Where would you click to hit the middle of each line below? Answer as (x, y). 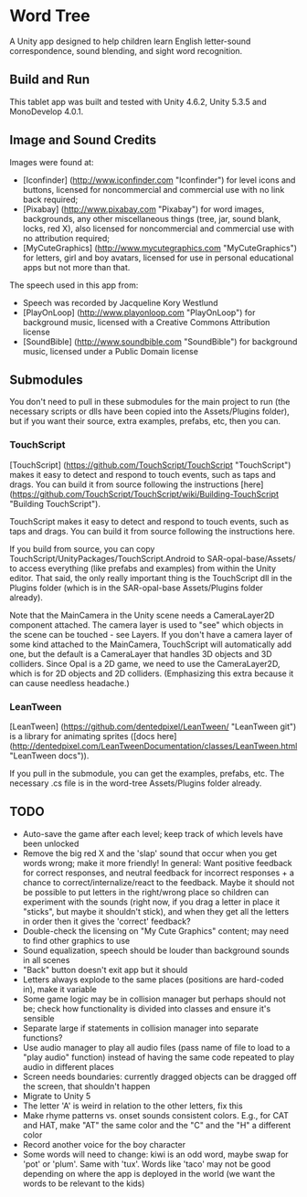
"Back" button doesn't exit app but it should (105, 969)
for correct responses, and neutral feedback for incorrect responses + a (159, 873)
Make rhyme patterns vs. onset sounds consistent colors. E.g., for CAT (156, 1115)
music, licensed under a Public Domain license (111, 351)
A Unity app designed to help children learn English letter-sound (130, 41)
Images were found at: (52, 162)
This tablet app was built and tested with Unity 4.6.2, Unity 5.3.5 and (138, 101)
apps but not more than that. (76, 267)
